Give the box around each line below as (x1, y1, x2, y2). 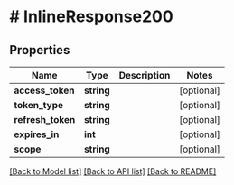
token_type (14, 99, 64, 111)
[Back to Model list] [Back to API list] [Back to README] (9, 166, 217, 177)
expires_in (14, 128, 60, 141)
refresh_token (14, 114, 76, 125)
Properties (9, 42, 70, 58)
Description (118, 69, 171, 81)
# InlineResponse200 (9, 6, 173, 27)
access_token (14, 84, 75, 97)
